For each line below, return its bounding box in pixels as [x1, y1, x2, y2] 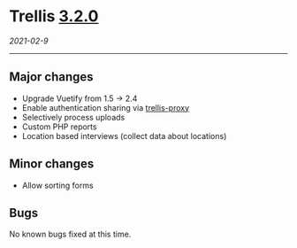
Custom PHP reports [21, 121, 97, 132]
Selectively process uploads [21, 112, 126, 122]
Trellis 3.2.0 [9, 6, 99, 27]
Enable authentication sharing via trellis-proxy [21, 102, 190, 112]
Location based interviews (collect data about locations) [21, 130, 227, 141]
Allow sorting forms [21, 180, 95, 190]
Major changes [9, 69, 95, 85]
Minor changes [9, 157, 95, 172]
